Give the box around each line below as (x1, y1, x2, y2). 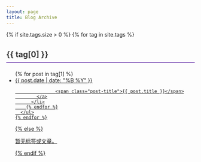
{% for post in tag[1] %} (14, 70, 74, 77)
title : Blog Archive (6, 14, 58, 20)
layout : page (6, 8, 39, 15)
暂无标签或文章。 (14, 137, 57, 145)
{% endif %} (14, 149, 46, 157)
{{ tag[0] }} (6, 49, 49, 59)
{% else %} (14, 125, 44, 132)
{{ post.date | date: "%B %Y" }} (14, 76, 93, 84)
